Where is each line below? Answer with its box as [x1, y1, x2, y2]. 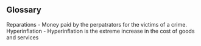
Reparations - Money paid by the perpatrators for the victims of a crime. [6, 21, 188, 28]
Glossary [6, 5, 41, 15]
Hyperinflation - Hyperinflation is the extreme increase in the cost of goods [6, 27, 195, 34]
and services [6, 33, 39, 41]
